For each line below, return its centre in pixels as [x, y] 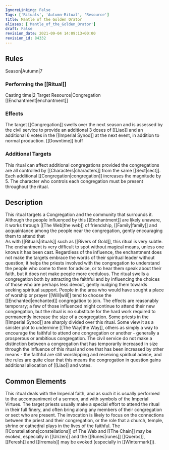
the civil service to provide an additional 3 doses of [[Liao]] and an [74, 130]
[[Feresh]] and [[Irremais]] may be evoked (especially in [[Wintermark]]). [80, 442]
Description [24, 202]
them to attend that [25, 236]
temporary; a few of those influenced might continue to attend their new [80, 306]
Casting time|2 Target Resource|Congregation [53, 95]
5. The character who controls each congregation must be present [74, 181]
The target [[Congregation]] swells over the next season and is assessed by [84, 125]
